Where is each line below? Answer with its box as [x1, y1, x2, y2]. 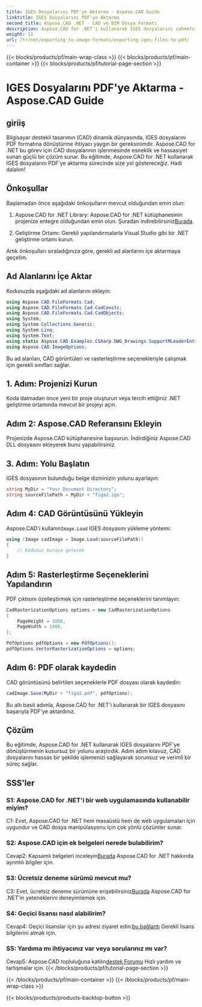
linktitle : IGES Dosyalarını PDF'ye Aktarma [6, 14, 120, 21]
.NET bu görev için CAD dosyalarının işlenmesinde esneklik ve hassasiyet [6, 147, 188, 154]
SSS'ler [6, 778, 35, 788]
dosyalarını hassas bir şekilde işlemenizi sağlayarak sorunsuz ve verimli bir [6, 754, 191, 761]
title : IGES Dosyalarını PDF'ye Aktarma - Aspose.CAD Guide [6, 8, 161, 15]
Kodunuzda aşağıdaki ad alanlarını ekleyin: [6, 287, 112, 295]
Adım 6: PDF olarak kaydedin [6, 662, 117, 673]
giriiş [6, 118, 26, 128]
